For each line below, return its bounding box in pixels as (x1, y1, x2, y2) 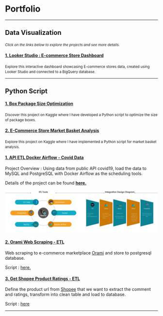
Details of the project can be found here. (5, 180, 86, 186)
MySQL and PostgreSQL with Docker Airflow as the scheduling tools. (5, 171, 143, 176)
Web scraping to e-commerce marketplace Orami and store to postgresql (5, 250, 152, 255)
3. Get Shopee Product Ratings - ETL (5, 275, 80, 282)
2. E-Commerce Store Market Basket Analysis (5, 127, 99, 134)
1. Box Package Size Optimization (5, 100, 74, 106)
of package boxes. (5, 117, 36, 122)
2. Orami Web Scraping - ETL (5, 239, 65, 245)
